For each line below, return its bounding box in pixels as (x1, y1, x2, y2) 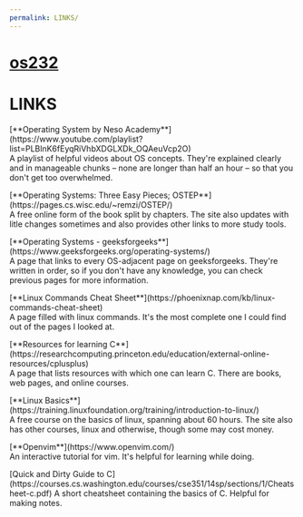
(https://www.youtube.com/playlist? (9, 133, 143, 144)
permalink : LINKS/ (9, 13, 79, 23)
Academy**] (125, 123, 172, 134)
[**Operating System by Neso (9, 123, 124, 134)
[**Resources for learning (9, 338, 108, 349)
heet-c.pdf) (9, 487, 53, 499)
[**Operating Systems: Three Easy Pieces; (9, 190, 171, 200)
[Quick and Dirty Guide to (9, 468, 105, 479)
